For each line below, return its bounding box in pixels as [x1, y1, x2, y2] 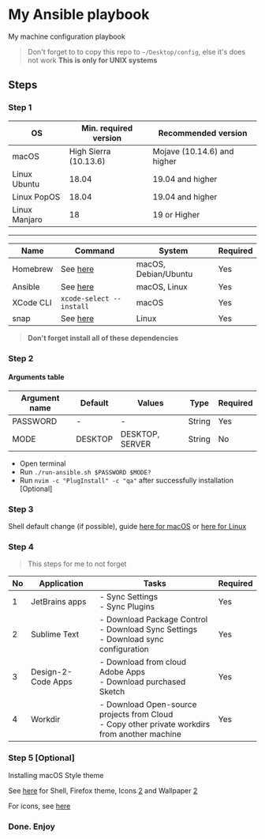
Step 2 [8, 353, 34, 364]
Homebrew [12, 263, 54, 274]
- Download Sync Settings [99, 624, 198, 635]
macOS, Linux [136, 281, 188, 292]
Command [74, 245, 115, 256]
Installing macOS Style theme [8, 770, 104, 780]
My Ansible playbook [8, 6, 150, 24]
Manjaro [12, 214, 43, 225]
